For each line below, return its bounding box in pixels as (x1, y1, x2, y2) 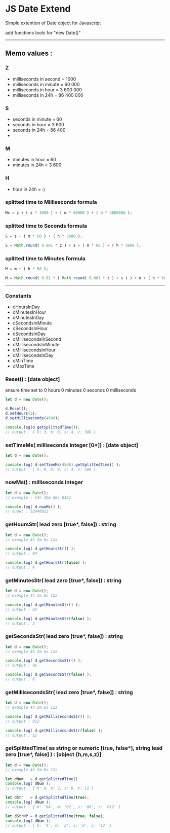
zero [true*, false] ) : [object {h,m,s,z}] (5, 751, 102, 758)
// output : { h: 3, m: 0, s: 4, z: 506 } (5, 429, 96, 434)
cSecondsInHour (12, 325, 48, 332)
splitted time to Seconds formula (5, 222, 88, 229)
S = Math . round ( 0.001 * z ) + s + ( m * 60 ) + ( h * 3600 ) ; (5, 243, 142, 248)
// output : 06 (5, 663, 37, 668)
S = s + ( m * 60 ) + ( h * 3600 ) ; (5, 234, 82, 239)
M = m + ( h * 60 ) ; (5, 267, 49, 272)
